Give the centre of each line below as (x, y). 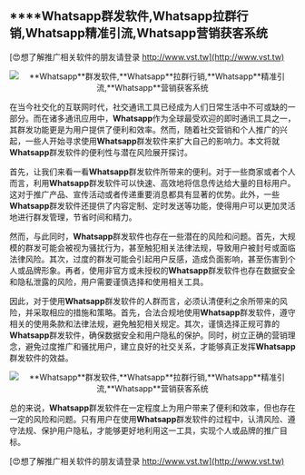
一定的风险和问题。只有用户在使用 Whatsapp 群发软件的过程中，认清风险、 (149, 419)
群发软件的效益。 (41, 358)
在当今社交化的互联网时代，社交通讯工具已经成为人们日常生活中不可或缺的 (148, 106)
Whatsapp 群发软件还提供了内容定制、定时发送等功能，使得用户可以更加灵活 (153, 205)
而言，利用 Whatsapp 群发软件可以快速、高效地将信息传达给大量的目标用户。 (153, 183)
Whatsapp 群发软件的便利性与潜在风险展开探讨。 (101, 152)
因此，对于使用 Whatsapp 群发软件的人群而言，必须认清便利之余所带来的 (145, 301)
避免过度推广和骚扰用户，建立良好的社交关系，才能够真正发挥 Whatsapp (161, 346)
